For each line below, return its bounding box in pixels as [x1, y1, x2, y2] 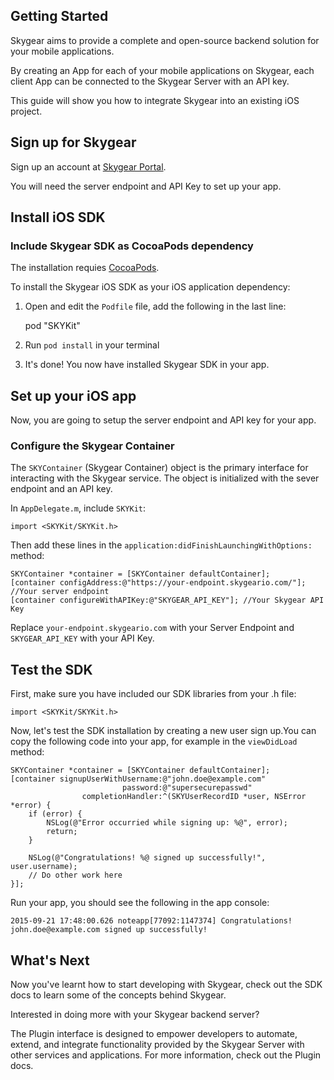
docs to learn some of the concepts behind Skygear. [10, 989, 227, 1001]
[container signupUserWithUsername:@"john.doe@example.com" [10, 774, 267, 784]
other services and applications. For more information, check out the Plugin [10, 1049, 322, 1061]
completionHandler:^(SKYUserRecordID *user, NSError [81, 792, 307, 802]
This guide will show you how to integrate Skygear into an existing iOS [10, 94, 300, 106]
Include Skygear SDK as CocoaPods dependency [10, 239, 254, 253]
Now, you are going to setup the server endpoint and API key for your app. [10, 414, 317, 426]
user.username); [10, 862, 78, 872]
